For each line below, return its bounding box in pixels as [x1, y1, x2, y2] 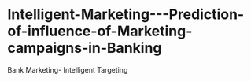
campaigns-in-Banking [7, 39, 162, 57]
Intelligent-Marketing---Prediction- [7, 6, 245, 24]
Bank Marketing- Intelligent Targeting [7, 65, 128, 74]
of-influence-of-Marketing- [7, 22, 193, 40]
